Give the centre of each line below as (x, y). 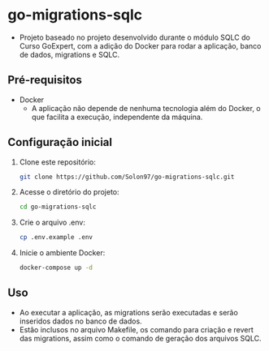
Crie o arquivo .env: (52, 223)
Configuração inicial (60, 142)
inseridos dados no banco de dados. (81, 321)
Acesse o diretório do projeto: (69, 192)
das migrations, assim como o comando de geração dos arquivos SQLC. (140, 338)
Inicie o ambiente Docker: (62, 253)
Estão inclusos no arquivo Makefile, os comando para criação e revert (136, 329)
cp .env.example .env (56, 238)
